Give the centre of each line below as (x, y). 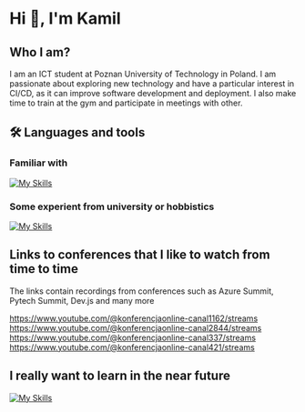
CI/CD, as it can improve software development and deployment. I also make (153, 93)
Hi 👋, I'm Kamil (65, 19)
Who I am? (40, 52)
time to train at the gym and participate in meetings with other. (126, 103)
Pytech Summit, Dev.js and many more (82, 300)
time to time (44, 269)
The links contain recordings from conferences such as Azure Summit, (142, 291)
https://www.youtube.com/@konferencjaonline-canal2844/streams (136, 327)
